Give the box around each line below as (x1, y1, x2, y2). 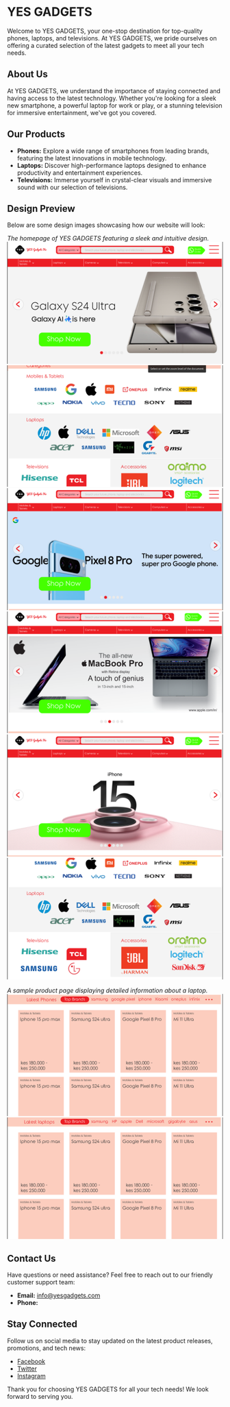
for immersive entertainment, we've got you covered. (7, 108, 157, 117)
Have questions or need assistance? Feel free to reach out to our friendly (7, 1271, 214, 1279)
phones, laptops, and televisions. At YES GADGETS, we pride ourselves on (7, 34, 217, 42)
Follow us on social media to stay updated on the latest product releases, (7, 1336, 214, 1345)
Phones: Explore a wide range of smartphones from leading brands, (16, 147, 209, 155)
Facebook (16, 1357, 46, 1365)
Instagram (16, 1371, 46, 1380)
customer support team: (7, 1278, 75, 1286)
